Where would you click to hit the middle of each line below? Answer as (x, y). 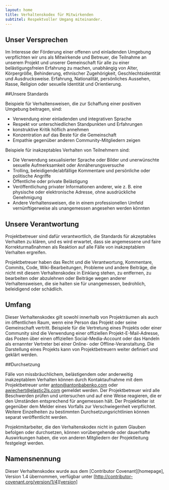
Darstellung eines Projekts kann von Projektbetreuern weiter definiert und (81, 349)
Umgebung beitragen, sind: (34, 109)
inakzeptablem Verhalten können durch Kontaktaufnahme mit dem (74, 379)
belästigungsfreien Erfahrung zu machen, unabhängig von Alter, (72, 68)
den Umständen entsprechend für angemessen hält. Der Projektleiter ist (80, 401)
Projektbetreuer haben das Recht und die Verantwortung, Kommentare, (79, 262)
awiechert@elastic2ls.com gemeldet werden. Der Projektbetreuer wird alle (82, 390)
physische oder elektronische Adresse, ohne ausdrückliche (74, 192)
